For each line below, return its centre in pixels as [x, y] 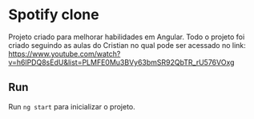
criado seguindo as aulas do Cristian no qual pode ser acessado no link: [127, 45]
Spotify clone [54, 15]
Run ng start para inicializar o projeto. [72, 106]
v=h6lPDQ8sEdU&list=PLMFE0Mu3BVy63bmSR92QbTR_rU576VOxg [121, 62]
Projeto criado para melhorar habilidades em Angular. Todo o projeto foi [127, 37]
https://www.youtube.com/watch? [65, 54]
